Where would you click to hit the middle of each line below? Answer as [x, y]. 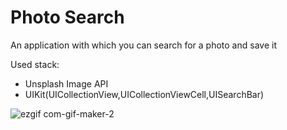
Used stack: [35, 64]
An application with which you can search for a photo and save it [143, 45]
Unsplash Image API [66, 83]
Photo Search [67, 17]
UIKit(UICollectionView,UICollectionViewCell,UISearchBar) [144, 94]
